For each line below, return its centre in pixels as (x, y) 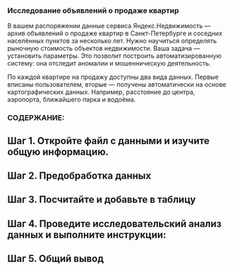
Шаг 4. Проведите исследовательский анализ (114, 223)
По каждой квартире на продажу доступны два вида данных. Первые (113, 77)
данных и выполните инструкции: (87, 235)
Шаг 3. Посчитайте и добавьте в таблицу (102, 200)
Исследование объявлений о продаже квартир (93, 11)
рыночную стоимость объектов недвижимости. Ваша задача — (104, 49)
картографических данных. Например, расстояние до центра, (101, 92)
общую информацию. (58, 151)
